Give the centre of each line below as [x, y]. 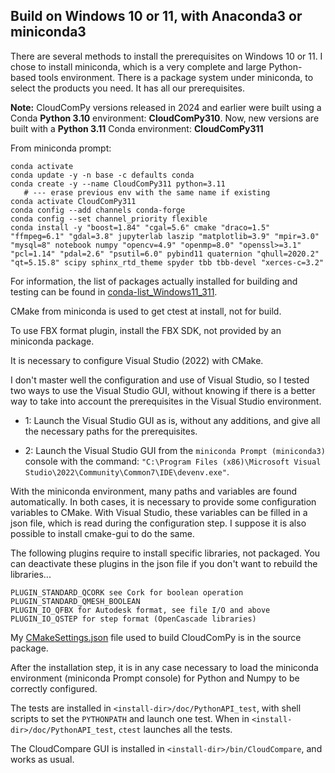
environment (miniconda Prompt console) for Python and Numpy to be [155, 678]
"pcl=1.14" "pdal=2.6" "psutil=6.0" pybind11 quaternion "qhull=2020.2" [165, 254]
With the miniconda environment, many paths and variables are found [154, 491]
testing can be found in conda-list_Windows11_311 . [114, 291]
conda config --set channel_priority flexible [109, 219]
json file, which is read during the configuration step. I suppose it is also [158, 523]
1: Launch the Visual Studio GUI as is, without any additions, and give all [172, 420]
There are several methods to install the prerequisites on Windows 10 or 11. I [166, 56]
